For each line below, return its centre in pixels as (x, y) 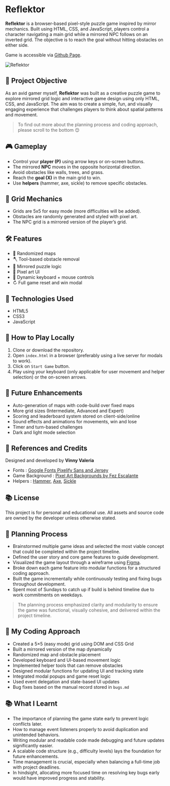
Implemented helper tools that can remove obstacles (68, 665)
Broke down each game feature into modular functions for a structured (87, 568)
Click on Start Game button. (41, 366)
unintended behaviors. (36, 735)
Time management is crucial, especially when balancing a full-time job (86, 762)
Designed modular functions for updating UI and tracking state (78, 671)
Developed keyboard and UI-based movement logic (66, 660)
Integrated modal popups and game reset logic (61, 676)
